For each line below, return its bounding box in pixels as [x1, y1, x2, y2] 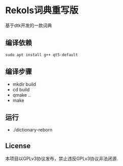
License [5, 141, 31, 150]
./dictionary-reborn [12, 127, 53, 133]
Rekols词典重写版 [5, 5, 78, 16]
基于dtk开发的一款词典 [5, 22, 52, 28]
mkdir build [12, 81, 36, 87]
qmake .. [12, 92, 31, 98]
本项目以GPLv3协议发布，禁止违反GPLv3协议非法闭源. [5, 155, 118, 162]
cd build [12, 87, 30, 93]
